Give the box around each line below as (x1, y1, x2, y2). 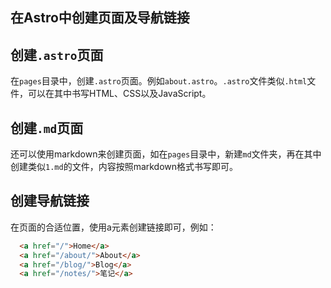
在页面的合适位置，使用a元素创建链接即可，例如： (10, 221, 217, 233)
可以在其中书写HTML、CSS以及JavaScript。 (27, 88, 212, 100)
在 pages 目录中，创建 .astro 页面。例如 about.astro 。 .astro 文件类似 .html (10, 75, 308, 87)
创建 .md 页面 (10, 119, 84, 137)
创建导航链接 (10, 193, 90, 210)
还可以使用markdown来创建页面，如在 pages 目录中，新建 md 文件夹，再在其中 (10, 148, 322, 160)
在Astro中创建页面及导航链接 (10, 9, 190, 27)
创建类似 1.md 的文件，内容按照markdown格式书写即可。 (10, 161, 239, 173)
